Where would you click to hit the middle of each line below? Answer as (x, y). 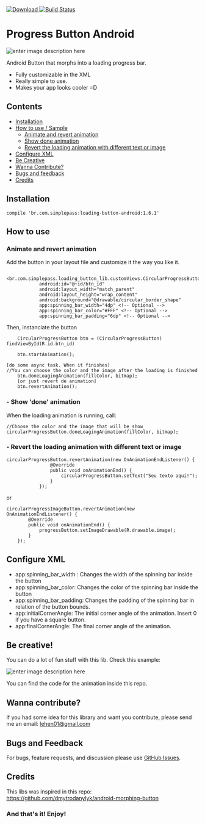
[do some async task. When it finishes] (59, 365)
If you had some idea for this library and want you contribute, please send (99, 717)
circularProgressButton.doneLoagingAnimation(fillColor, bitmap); (92, 432)
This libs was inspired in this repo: (49, 791)
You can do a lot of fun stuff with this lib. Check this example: (83, 660)
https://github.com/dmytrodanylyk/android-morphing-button (82, 798)
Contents (24, 107)
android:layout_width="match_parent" (87, 290)
